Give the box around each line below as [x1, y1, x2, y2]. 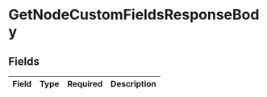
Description [110, 79, 157, 89]
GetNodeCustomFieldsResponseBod [8, 6, 260, 24]
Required [67, 79, 103, 89]
